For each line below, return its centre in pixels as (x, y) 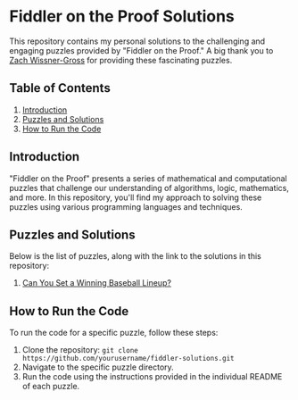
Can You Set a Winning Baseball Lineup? (97, 283)
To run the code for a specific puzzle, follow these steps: (114, 333)
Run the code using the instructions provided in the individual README (152, 377)
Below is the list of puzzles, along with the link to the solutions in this (135, 256)
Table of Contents (60, 88)
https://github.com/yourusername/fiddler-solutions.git (128, 359)
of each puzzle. (51, 387)
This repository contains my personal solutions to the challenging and (137, 41)
